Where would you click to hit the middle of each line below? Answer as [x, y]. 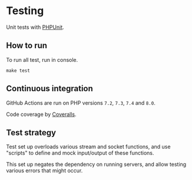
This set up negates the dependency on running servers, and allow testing [96, 164]
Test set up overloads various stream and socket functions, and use [88, 147]
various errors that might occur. [44, 171]
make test [18, 71]
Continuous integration [49, 89]
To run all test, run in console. [42, 59]
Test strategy [31, 133]
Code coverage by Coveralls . [41, 114]
